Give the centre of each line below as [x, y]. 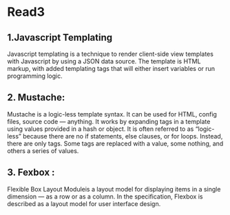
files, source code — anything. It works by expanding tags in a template [109, 121]
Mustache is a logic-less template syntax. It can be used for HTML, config [112, 114]
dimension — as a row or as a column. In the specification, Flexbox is [105, 196]
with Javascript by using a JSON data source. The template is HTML [104, 61]
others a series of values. [43, 151]
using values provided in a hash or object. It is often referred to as [101, 129]
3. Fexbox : [31, 173]
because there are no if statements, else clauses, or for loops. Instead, [123, 136]
